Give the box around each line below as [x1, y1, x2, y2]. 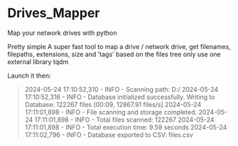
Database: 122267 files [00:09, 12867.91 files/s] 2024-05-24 [24, 100, 202, 108]
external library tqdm [7, 57, 69, 66]
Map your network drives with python [7, 28, 117, 37]
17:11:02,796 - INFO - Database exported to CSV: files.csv [24, 130, 193, 139]
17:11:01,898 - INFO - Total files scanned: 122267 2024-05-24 [34, 115, 215, 124]
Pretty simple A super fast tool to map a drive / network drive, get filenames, [7, 42, 231, 51]
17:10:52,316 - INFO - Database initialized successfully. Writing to [24, 93, 215, 101]
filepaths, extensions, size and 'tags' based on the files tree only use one [7, 50, 222, 58]
